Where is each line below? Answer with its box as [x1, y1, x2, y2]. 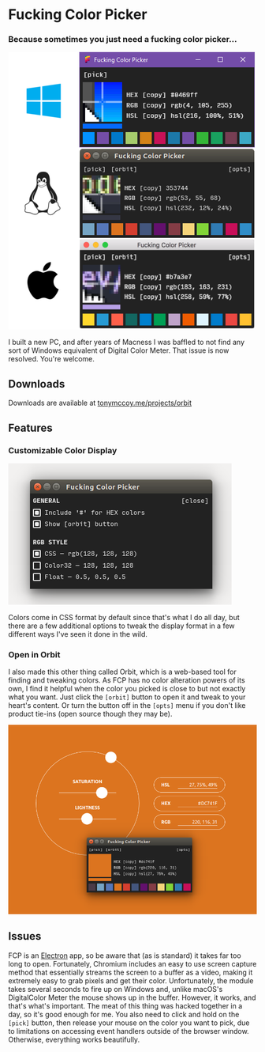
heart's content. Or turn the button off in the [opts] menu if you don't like [8, 701, 246, 710]
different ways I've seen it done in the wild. [8, 629, 148, 638]
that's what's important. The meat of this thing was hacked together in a [8, 1001, 243, 1010]
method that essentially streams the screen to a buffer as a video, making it [8, 967, 253, 977]
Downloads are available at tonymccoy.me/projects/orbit [8, 398, 192, 408]
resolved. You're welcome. [8, 354, 95, 364]
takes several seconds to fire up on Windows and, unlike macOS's [8, 984, 223, 993]
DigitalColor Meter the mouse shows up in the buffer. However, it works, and [8, 993, 256, 1002]
